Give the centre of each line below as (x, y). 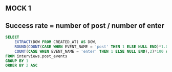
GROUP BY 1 (17, 61)
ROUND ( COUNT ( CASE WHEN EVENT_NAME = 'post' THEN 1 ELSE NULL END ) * (88, 47)
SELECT (12, 38)
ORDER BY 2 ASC (21, 65)
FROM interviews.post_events (36, 56)
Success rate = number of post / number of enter (85, 26)
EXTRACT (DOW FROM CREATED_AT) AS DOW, (56, 42)
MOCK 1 (18, 8)
